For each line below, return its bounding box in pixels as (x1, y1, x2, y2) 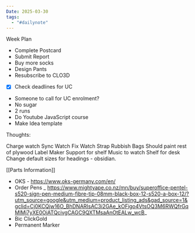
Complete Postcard (14, 47, 61, 54)
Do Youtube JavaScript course (14, 114, 89, 121)
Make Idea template (14, 120, 63, 127)
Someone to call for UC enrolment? (14, 95, 100, 102)
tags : (6, 14, 19, 20)
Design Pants (14, 66, 47, 73)
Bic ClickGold (14, 215, 47, 222)
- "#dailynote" (11, 19, 49, 25)
